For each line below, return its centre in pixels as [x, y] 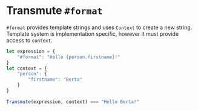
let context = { [27, 68]
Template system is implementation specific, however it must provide [93, 33]
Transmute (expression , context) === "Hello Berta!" [73, 102]
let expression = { [31, 51]
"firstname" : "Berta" [55, 79]
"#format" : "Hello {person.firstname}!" [69, 57]
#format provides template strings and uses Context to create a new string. [99, 27]
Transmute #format [54, 11]
